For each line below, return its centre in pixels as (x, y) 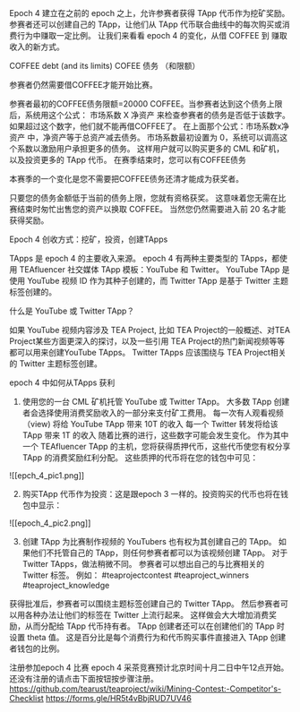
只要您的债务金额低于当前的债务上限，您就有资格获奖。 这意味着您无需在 (144, 198)
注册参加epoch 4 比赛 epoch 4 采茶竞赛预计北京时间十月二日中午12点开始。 (149, 667)
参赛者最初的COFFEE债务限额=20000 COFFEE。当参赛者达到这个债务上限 (146, 104)
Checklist (27, 698)
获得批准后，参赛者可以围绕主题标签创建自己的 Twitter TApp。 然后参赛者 (145, 604)
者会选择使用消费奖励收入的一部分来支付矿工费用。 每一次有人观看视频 (153, 413)
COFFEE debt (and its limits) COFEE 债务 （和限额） (105, 66)
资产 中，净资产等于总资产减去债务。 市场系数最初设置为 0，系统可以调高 (145, 137)
